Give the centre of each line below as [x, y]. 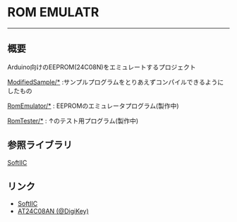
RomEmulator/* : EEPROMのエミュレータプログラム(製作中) [93, 106]
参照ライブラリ [40, 145]
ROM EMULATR [53, 12]
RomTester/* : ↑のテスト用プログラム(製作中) [73, 121]
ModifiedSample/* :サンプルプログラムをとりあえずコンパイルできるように [116, 82]
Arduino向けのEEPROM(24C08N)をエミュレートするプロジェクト [102, 67]
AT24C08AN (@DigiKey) [53, 211]
